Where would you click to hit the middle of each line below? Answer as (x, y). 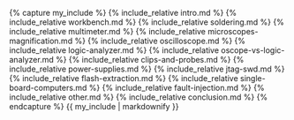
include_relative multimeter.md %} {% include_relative (107, 31)
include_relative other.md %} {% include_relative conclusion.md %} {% (138, 97)
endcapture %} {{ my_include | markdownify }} (94, 106)
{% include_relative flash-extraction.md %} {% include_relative (124, 78)
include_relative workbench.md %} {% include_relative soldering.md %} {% (147, 22)
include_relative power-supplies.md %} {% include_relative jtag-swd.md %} (147, 69)
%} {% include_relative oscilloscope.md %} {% (160, 41)
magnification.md (41, 41)
